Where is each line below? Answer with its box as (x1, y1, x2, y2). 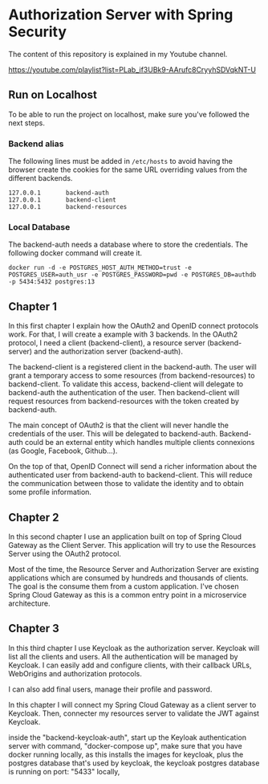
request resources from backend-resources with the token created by (8, 396, 239, 406)
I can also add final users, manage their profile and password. (8, 684, 213, 694)
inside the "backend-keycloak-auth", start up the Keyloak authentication (8, 733, 247, 742)
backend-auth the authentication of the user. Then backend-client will (8, 388, 240, 398)
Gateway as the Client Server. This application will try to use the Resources (8, 540, 257, 549)
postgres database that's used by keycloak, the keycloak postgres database (8, 757, 260, 768)
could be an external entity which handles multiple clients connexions (24, 438, 255, 447)
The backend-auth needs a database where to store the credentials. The (8, 239, 249, 250)
